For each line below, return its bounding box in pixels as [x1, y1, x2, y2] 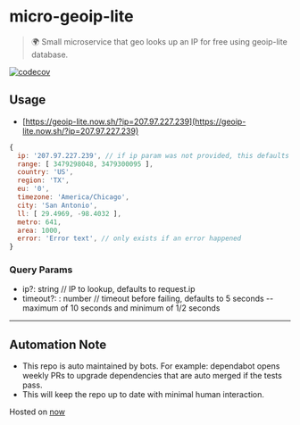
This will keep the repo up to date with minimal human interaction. [21, 389, 265, 400]
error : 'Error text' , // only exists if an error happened [17, 234, 242, 243]
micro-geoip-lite [9, 6, 134, 27]
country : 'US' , [17, 168, 74, 177]
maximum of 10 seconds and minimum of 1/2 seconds [21, 303, 221, 313]
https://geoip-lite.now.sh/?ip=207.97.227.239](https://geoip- [25, 116, 246, 127]
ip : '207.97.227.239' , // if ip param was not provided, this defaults [17, 151, 290, 160]
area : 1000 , [17, 226, 62, 235]
